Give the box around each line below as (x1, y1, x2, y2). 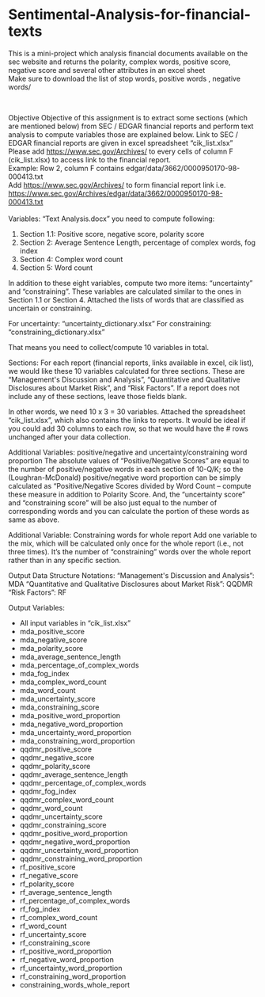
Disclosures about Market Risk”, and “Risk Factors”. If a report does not (8, 382, 240, 393)
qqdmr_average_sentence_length (19, 770, 129, 779)
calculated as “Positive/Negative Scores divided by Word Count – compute (8, 481, 252, 490)
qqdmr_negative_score (19, 752, 95, 762)
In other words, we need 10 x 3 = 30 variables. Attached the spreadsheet (8, 406, 246, 417)
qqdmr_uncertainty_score (19, 812, 103, 821)
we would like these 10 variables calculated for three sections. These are (8, 366, 245, 375)
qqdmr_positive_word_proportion (19, 828, 128, 838)
